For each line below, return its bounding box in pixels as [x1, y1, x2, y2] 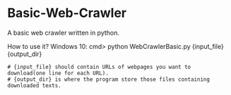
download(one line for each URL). [7, 69, 109, 77]
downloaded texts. [7, 82, 61, 89]
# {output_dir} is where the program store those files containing [7, 76, 211, 83]
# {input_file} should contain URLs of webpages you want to [7, 63, 191, 70]
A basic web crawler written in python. [7, 28, 120, 37]
